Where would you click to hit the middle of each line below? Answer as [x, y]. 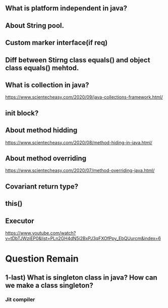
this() [14, 204]
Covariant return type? [42, 186]
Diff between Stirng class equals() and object [78, 60]
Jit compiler [20, 299]
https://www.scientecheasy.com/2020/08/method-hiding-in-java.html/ [79, 142]
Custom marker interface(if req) [57, 43]
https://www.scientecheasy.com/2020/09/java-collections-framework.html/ [84, 97]
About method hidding [41, 130]
